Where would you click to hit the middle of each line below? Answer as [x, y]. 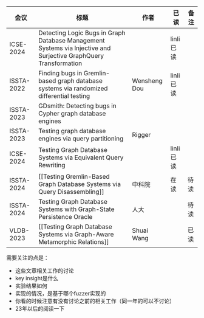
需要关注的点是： [28, 258]
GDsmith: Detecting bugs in [77, 106]
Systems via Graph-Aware [76, 234]
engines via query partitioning [81, 138]
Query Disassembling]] [71, 192]
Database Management [72, 40]
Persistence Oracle [66, 217]
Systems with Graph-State [76, 209]
